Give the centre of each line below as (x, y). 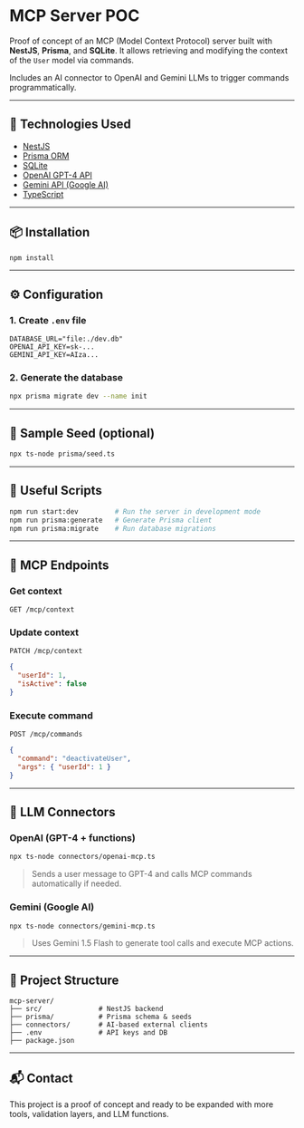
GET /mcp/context (42, 610)
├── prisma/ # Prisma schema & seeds (101, 1017)
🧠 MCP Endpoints (59, 565)
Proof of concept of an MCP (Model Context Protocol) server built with (141, 41)
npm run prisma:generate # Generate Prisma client (111, 520)
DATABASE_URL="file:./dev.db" (66, 339)
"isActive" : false (52, 684)
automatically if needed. (76, 883)
